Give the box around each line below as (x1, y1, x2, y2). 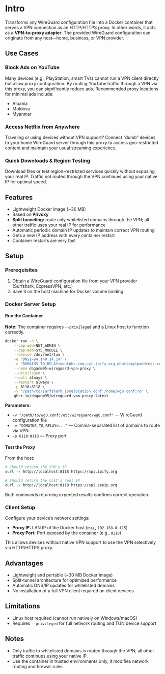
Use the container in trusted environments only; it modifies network (12, 658, 149, 664)
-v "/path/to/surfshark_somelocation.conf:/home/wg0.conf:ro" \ (14, 389, 148, 394)
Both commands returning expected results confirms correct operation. (5, 491, 150, 498)
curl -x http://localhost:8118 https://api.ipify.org (5, 469, 118, 474)
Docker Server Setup (5, 301, 56, 307)
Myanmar (12, 111, 32, 117)
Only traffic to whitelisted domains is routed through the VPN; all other (12, 647, 155, 653)
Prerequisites (5, 267, 38, 273)
